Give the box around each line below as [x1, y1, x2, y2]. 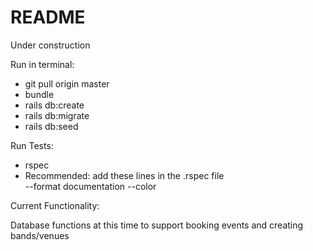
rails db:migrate [24, 109, 90, 121]
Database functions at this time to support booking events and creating [10, 219, 304, 231]
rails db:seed [24, 120, 79, 132]
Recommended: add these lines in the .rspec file [24, 169, 225, 181]
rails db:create [24, 99, 85, 111]
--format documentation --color [24, 180, 157, 192]
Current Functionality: [10, 199, 100, 211]
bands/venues [10, 229, 70, 241]
